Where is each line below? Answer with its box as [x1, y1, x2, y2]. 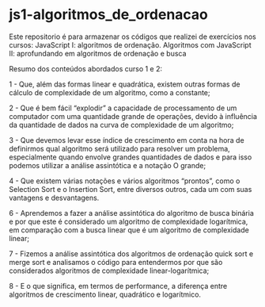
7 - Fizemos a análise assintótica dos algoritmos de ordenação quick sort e [9, 248, 254, 259]
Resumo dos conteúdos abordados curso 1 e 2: [9, 63, 163, 73]
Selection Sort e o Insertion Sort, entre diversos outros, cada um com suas [9, 184, 252, 194]
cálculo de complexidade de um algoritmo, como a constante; [9, 87, 210, 97]
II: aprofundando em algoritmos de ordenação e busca [9, 48, 187, 58]
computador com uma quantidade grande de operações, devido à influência [9, 111, 258, 121]
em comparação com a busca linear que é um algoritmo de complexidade [9, 224, 250, 235]
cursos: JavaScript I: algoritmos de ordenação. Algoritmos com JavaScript [9, 40, 252, 49]
